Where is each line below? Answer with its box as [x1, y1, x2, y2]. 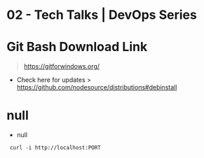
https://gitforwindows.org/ [23, 62, 100, 71]
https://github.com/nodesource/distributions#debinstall [16, 83, 177, 92]
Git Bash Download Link [6, 39, 148, 55]
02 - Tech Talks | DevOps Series [6, 7, 197, 23]
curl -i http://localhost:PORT [9, 144, 101, 152]
